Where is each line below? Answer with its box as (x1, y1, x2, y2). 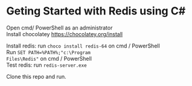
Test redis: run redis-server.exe (6, 61, 87, 69)
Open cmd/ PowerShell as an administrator (6, 24, 113, 31)
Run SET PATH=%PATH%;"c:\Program (6, 48, 91, 55)
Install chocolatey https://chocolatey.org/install (6, 30, 123, 37)
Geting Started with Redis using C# (6, 4, 186, 18)
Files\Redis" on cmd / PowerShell (6, 55, 92, 62)
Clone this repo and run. (6, 73, 66, 80)
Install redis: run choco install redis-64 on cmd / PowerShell (6, 42, 160, 49)
